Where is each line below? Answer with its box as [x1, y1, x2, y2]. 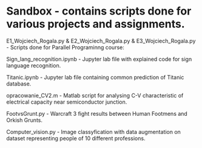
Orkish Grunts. [6, 116, 43, 124]
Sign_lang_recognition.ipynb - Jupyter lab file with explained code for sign [6, 55, 192, 62]
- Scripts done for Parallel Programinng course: [6, 44, 124, 51]
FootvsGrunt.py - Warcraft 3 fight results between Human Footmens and [6, 110, 188, 117]
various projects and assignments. [6, 17, 185, 31]
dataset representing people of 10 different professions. [6, 135, 146, 142]
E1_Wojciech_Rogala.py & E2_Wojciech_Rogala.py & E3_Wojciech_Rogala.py [6, 37, 196, 44]
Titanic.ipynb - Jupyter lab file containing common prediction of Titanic [6, 73, 184, 81]
